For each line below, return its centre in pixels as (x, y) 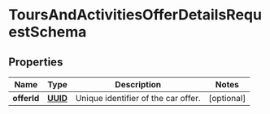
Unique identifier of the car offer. (138, 98)
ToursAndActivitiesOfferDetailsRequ (135, 15)
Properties (36, 62)
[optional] (227, 98)
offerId (26, 98)
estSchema (48, 32)
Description (138, 84)
